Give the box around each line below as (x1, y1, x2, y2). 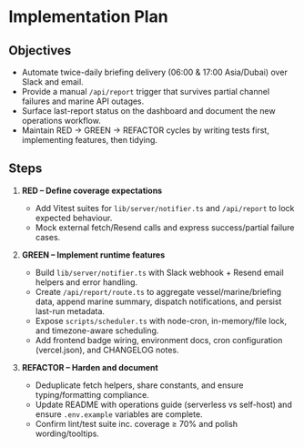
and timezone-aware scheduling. (35, 325, 159, 336)
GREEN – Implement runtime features (21, 249, 166, 260)
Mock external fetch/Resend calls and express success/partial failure (35, 221, 295, 233)
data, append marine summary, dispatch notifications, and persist (35, 296, 282, 307)
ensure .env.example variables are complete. (35, 408, 203, 420)
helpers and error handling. (35, 276, 138, 288)
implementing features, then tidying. (21, 135, 158, 145)
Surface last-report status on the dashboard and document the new (21, 106, 276, 116)
